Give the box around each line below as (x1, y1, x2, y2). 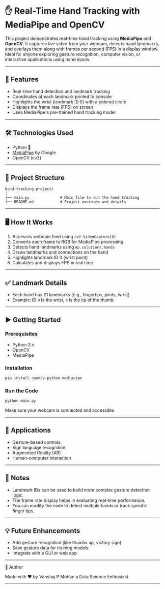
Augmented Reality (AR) (12, 450, 61, 456)
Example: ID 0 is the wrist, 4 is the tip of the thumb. (12, 297, 115, 303)
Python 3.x (12, 341, 34, 347)
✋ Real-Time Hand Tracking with (5, 5, 140, 17)
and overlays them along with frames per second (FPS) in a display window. (5, 46, 159, 52)
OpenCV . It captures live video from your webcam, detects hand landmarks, (5, 40, 160, 46)
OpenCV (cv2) (12, 155, 42, 160)
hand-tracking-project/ (5, 186, 54, 191)
